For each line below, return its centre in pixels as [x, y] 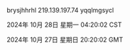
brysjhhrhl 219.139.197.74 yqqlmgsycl [60, 10]
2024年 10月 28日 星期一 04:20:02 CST [64, 25]
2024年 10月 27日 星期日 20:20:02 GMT [65, 39]
